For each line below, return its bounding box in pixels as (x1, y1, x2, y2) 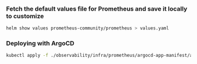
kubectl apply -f (6, 52, 49, 59)
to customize (6, 12, 44, 20)
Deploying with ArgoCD (6, 39, 74, 48)
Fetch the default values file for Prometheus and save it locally (6, 5, 188, 13)
